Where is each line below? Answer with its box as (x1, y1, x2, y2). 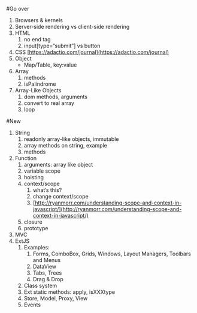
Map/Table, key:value (23, 61, 77, 68)
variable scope (23, 167, 61, 174)
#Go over (6, 5, 29, 12)
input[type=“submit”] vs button (23, 42, 101, 49)
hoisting (23, 174, 44, 180)
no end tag (23, 36, 51, 43)
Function (14, 155, 37, 161)
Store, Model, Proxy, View (23, 295, 88, 302)
